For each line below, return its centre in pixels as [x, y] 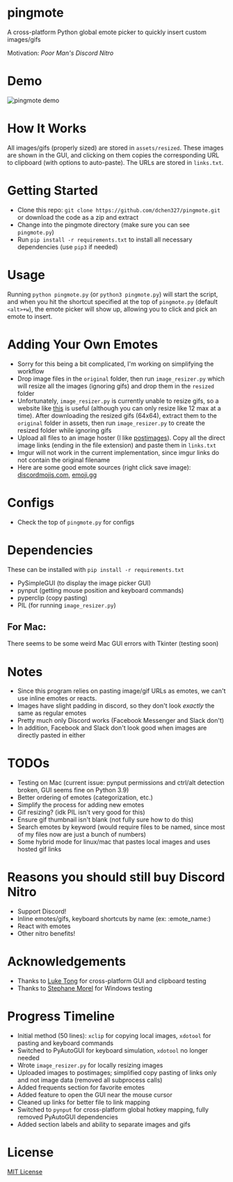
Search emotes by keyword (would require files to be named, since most [121, 827]
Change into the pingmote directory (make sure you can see [103, 225]
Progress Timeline [61, 1016]
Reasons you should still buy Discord [116, 877]
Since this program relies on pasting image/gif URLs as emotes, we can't [121, 691]
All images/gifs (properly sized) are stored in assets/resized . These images [115, 147]
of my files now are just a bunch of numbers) [81, 834]
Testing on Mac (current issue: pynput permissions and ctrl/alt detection [121, 783]
